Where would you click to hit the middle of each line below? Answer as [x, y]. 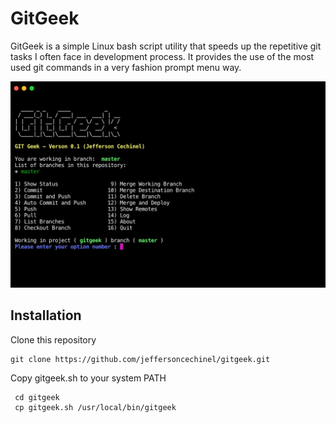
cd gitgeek [37, 397]
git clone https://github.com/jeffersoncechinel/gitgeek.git [140, 359]
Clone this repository [53, 339]
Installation [46, 315]
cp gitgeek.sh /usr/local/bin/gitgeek [95, 407]
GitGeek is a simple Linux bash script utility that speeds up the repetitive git [166, 46]
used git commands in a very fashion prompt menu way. [126, 67]
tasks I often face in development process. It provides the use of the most [162, 56]
